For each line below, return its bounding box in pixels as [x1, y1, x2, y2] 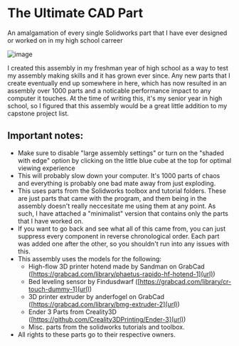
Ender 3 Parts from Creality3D [28, 308, 117, 316]
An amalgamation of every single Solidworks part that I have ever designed [7, 28, 228, 37]
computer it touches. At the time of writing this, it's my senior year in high [7, 94, 223, 103]
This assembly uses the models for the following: [17, 254, 162, 263]
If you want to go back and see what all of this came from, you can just [17, 224, 226, 233]
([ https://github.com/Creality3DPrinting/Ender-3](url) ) [28, 315, 186, 323]
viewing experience [17, 164, 76, 172]
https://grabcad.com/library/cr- [139, 277, 232, 285]
